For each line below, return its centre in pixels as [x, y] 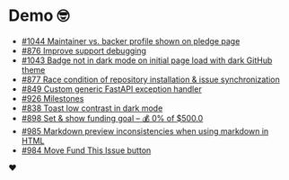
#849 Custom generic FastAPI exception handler [112, 89]
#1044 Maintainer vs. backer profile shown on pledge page [131, 40]
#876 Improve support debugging [84, 50]
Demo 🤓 [39, 16]
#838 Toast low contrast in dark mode [92, 108]
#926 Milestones [53, 98]
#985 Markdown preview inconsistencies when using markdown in [145, 130]
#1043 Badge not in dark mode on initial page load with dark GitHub [147, 60]
